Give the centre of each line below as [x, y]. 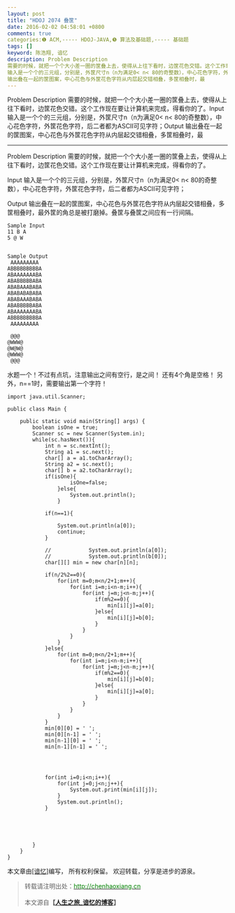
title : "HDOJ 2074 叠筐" [42, 20]
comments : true [29, 33]
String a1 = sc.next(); [79, 452]
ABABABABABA [24, 293]
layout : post [26, 14]
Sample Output [28, 257]
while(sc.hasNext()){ [64, 440]
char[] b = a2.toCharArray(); [88, 471]
